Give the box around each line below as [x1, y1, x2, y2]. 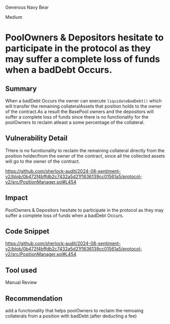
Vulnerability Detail [5, 134, 67, 142]
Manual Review [5, 279, 37, 285]
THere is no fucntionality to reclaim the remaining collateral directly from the [5, 147, 165, 154]
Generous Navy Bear [5, 5, 49, 10]
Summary [5, 84, 37, 93]
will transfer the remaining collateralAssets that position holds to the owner [5, 103, 162, 109]
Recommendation [5, 294, 62, 303]
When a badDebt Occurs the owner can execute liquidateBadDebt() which [5, 98, 162, 103]
